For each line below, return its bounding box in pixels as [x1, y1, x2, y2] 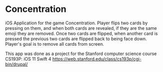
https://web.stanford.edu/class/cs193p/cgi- [52, 56, 142, 62]
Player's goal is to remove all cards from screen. [5, 41, 105, 47]
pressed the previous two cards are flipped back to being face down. [5, 36, 147, 42]
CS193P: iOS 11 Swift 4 [5, 56, 51, 62]
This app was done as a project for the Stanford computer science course [5, 51, 157, 57]
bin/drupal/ [5, 61, 28, 67]
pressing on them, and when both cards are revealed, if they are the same [5, 25, 157, 31]
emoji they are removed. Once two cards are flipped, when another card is [5, 30, 158, 36]
